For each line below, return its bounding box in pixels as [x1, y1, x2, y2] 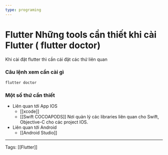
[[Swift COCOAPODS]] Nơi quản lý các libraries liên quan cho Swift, [19, 114, 159, 120]
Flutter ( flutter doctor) [5, 40, 101, 51]
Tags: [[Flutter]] [5, 144, 37, 150]
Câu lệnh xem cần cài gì [5, 69, 64, 76]
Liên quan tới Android [12, 124, 57, 130]
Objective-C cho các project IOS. [19, 119, 88, 125]
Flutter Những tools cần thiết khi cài [5, 29, 156, 40]
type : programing [5, 7, 41, 13]
